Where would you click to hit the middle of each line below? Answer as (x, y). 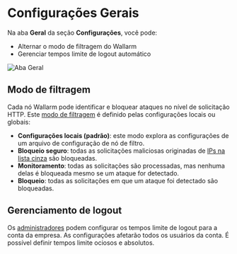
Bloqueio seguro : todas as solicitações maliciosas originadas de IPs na (121, 151)
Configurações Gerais (73, 13)
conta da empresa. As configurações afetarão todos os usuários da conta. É (118, 235)
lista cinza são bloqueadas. (57, 158)
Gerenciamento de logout (65, 210)
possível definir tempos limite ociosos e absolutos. (81, 243)
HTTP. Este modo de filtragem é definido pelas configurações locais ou (111, 114)
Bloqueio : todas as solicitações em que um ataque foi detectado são (117, 180)
